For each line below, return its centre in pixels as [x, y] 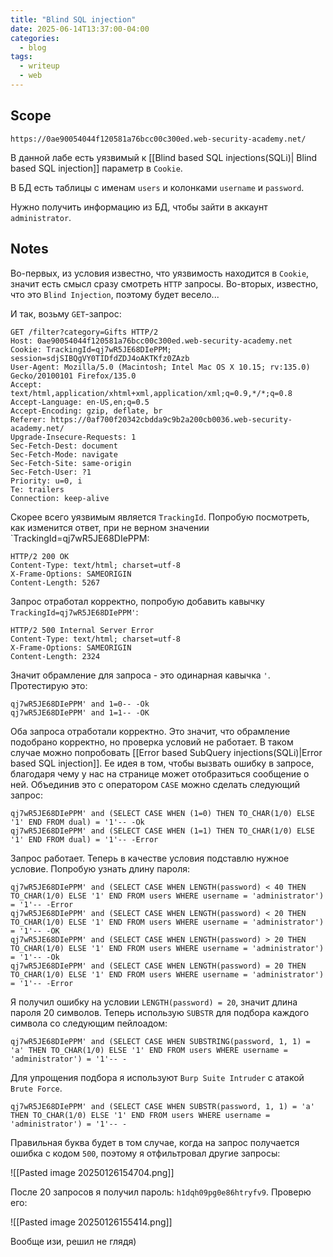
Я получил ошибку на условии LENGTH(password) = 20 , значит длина [154, 1002]
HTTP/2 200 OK [40, 556]
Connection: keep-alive [60, 498]
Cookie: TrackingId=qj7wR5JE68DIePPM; [91, 349]
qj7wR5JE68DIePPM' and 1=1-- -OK [80, 712]
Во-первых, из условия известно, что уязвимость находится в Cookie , [160, 273]
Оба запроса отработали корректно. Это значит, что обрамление [150, 731]
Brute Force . [36, 1088]
